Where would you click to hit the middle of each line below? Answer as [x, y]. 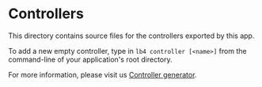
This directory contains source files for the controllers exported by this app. [131, 36]
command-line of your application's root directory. [90, 59]
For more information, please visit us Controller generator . [103, 74]
